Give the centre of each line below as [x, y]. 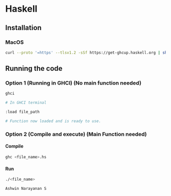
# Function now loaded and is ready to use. [53, 121]
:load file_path [22, 112]
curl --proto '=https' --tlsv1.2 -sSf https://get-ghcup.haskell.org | [83, 52]
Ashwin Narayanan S [26, 189]
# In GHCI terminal [26, 103]
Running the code [34, 68]
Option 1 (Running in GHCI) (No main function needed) [73, 83]
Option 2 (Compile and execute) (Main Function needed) [76, 134]
